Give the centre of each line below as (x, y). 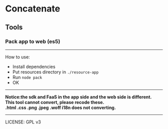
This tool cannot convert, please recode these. (55, 102)
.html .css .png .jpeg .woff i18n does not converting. (60, 107)
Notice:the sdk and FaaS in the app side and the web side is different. (78, 97)
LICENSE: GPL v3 (23, 122)
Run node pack (27, 77)
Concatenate (33, 9)
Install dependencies (34, 66)
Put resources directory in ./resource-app (55, 72)
